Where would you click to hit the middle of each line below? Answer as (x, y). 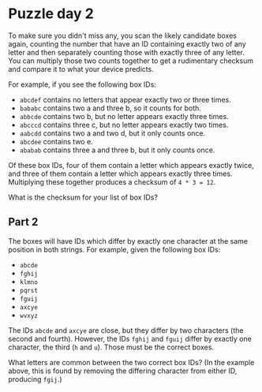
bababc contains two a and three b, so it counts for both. (110, 108)
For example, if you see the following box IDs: (82, 84)
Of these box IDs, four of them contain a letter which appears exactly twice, (131, 165)
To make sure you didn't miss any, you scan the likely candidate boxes (122, 35)
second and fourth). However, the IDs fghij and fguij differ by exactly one (130, 338)
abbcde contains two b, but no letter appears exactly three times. (124, 116)
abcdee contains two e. (56, 141)
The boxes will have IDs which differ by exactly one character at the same (128, 241)
